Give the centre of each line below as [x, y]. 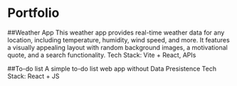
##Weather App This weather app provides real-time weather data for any [116, 32]
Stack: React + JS [33, 76]
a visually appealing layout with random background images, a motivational [117, 47]
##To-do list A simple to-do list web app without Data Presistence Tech [112, 68]
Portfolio [33, 13]
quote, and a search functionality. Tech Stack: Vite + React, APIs [102, 55]
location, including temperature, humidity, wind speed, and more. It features [118, 39]
